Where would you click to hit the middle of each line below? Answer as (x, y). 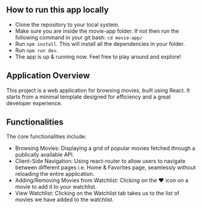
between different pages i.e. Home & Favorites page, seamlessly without (105, 167)
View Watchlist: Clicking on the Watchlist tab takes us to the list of (97, 193)
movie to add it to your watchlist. (56, 187)
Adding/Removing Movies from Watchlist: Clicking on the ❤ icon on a (102, 180)
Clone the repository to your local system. (67, 24)
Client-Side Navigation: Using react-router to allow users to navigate (100, 161)
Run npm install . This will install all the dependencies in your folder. (100, 44)
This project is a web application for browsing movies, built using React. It (98, 90)
